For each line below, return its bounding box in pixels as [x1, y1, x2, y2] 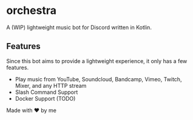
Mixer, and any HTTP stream [15, 82, 87, 89]
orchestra [6, 4, 56, 18]
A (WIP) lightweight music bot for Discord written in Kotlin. [6, 24, 152, 31]
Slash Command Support [15, 88, 78, 96]
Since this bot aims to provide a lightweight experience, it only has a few [6, 57, 188, 64]
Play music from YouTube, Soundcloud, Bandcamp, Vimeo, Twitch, [15, 75, 182, 82]
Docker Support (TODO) [15, 95, 76, 102]
